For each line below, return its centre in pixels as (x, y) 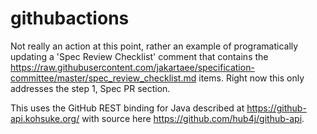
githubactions (70, 18)
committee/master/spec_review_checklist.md (103, 78)
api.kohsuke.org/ (45, 118)
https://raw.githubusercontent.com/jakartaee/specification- (132, 67)
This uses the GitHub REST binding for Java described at (127, 108)
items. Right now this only (251, 78)
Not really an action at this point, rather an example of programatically (154, 46)
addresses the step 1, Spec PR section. (90, 88)
